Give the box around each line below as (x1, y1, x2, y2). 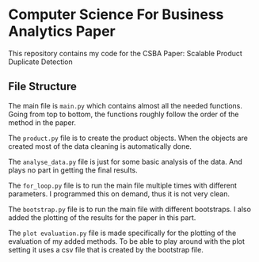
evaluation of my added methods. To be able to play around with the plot (8, 236, 246, 246)
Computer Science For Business (8, 6, 224, 24)
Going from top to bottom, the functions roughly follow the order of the (8, 109, 239, 119)
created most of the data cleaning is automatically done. (8, 141, 192, 151)
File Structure (8, 80, 77, 93)
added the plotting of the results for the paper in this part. (8, 212, 196, 222)
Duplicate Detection (8, 57, 73, 66)
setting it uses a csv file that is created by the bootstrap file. (8, 245, 204, 254)
